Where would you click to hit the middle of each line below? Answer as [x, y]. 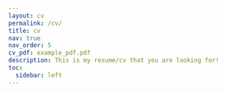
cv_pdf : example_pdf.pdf [49, 53]
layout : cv [26, 16]
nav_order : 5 [30, 46]
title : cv [25, 30]
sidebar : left [39, 75]
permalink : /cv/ [35, 23]
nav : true [25, 38]
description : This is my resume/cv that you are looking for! [114, 61]
